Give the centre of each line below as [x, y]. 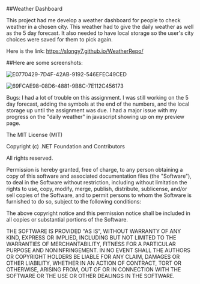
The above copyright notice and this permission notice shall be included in [98, 213]
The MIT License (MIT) [35, 135]
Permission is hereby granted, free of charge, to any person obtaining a [95, 170]
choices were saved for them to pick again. [59, 39]
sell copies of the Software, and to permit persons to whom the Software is [99, 195]
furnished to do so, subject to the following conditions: [74, 201]
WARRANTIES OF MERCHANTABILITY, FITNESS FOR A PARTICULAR [91, 244]
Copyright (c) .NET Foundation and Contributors [65, 146]
